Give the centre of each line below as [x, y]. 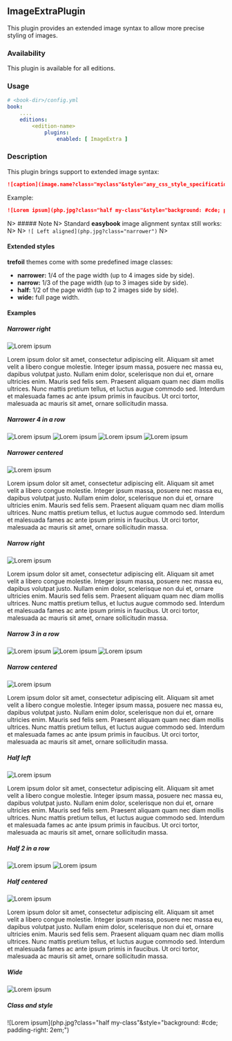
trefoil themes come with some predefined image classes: [90, 262]
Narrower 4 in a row [36, 419]
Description [27, 157]
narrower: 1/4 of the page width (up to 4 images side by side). [106, 275]
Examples [22, 313]
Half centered [28, 881]
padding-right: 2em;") [38, 1030]
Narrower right [29, 329]
